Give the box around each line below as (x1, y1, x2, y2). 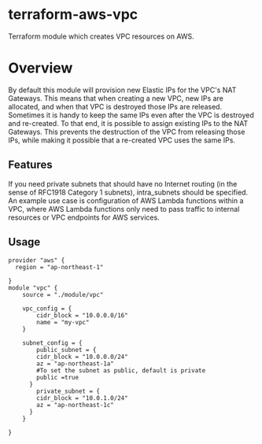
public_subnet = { (36, 346, 97, 353)
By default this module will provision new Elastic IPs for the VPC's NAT (8, 85, 237, 94)
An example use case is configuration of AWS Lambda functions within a (8, 195, 244, 205)
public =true (36, 373, 79, 381)
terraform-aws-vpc (8, 6, 138, 24)
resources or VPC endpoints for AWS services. (8, 213, 160, 222)
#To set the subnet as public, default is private (36, 366, 206, 375)
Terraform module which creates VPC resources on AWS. (8, 31, 194, 41)
